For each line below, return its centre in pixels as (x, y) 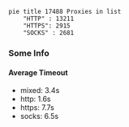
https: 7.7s (37, 108)
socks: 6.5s (39, 116)
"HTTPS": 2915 (47, 26)
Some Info (29, 53)
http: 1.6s (35, 99)
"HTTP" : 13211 (49, 19)
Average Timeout (38, 72)
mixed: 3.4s (40, 91)
